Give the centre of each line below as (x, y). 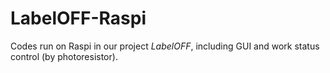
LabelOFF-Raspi (78, 18)
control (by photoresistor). (64, 56)
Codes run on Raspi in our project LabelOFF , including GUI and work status (165, 46)
